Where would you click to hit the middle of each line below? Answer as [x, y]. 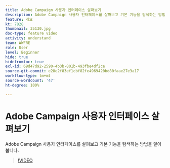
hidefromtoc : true [25, 62]
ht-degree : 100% [22, 85]
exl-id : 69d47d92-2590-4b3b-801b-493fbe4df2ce [55, 66]
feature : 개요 [19, 19]
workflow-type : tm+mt [28, 76]
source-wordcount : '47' [30, 80]
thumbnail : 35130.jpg [28, 29]
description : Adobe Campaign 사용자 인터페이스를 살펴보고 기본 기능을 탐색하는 [81, 15]
